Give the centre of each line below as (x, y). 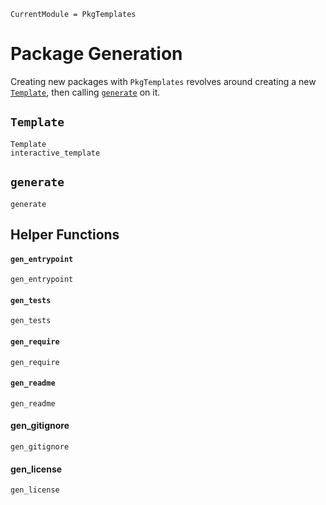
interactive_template (55, 153)
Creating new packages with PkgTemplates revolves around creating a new (163, 81)
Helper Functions (65, 234)
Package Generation (96, 54)
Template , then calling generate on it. (85, 92)
